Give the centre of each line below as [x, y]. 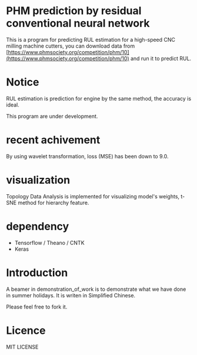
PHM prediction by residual [74, 11]
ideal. [13, 105]
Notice [23, 82]
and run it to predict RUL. [161, 58]
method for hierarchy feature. [53, 203]
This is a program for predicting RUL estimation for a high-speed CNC [91, 39]
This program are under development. [52, 116]
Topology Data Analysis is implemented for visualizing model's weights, [93, 196]
